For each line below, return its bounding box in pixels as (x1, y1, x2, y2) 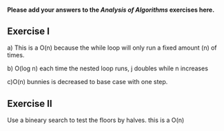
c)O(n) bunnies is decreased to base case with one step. (7, 78, 168, 86)
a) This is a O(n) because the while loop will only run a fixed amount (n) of (7, 43, 217, 52)
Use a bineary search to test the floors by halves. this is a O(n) (7, 116, 185, 124)
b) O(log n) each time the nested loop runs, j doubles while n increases (7, 64, 209, 72)
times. (7, 51, 25, 59)
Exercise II (7, 97, 53, 110)
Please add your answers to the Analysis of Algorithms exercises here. (7, 6, 215, 14)
